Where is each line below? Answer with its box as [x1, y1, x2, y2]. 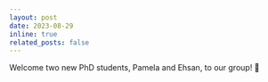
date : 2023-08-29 [9, 21, 74, 30]
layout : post [9, 12, 58, 22]
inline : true [9, 29, 58, 38]
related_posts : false [9, 37, 90, 47]
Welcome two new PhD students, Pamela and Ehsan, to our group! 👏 [9, 62, 260, 73]
